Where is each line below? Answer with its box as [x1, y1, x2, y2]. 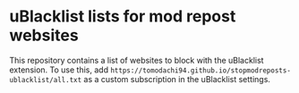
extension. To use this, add [9, 64, 109, 75]
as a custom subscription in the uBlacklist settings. [83, 73, 271, 84]
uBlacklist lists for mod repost [9, 6, 236, 27]
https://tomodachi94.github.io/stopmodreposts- [110, 65, 291, 75]
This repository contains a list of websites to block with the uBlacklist [9, 55, 264, 65]
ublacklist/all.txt [9, 75, 82, 84]
